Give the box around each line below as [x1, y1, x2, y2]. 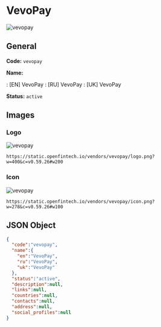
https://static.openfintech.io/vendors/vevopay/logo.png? [6, 154, 155, 160]
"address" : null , [11, 304, 52, 310]
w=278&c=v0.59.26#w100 [6, 203, 63, 210]
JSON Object [6, 220, 56, 231]
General [6, 41, 37, 51]
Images [6, 110, 35, 121]
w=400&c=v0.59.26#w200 [6, 159, 63, 165]
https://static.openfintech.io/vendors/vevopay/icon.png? [6, 198, 155, 205]
